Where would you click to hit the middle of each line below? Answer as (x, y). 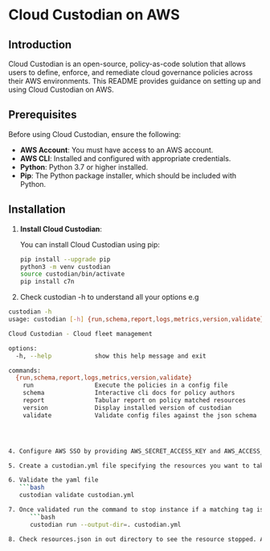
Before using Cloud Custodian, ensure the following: (95, 134)
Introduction (40, 45)
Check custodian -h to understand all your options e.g (109, 297)
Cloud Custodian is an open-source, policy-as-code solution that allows (127, 64)
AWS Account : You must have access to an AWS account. (117, 150)
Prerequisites (43, 115)
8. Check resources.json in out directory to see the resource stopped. (133, 539)
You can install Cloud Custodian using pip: (90, 244)
